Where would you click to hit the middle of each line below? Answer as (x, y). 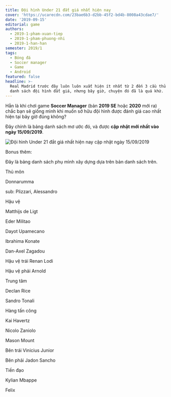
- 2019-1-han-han (28, 44)
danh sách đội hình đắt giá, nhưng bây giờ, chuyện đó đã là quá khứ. (87, 91)
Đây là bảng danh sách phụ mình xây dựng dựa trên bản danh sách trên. (81, 161)
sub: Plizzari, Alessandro (31, 191)
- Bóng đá (20, 58)
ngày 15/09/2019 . (24, 132)
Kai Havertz (18, 320)
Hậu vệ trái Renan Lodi (29, 261)
